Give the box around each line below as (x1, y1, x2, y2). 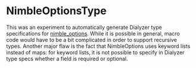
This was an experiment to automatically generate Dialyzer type (6, 24, 162, 31)
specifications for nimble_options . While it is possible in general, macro (6, 30, 180, 37)
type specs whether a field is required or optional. (6, 55, 128, 62)
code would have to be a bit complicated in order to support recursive (6, 36, 177, 43)
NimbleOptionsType (6, 4, 107, 18)
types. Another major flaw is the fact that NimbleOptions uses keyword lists (6, 43, 191, 50)
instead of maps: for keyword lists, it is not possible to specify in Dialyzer (6, 48, 185, 56)
